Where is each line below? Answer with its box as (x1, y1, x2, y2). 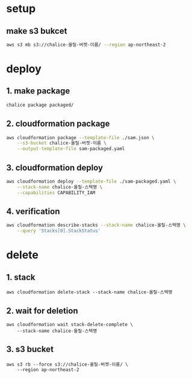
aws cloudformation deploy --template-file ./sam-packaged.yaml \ (6, 178, 176, 184)
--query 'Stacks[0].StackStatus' (17, 228, 101, 234)
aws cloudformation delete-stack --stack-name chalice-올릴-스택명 (6, 289, 173, 295)
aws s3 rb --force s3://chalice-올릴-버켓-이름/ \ (6, 361, 128, 368)
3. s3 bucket (6, 344, 54, 354)
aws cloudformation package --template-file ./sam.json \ (6, 134, 155, 140)
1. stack (6, 272, 36, 282)
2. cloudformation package (6, 119, 110, 129)
